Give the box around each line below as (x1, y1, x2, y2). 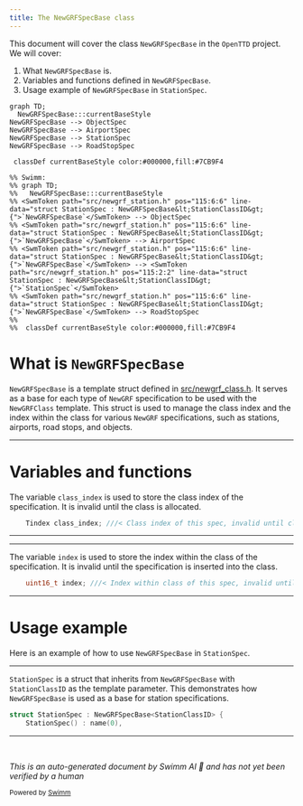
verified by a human (9, 770, 85, 782)
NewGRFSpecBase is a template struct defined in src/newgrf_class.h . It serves (9, 383, 289, 394)
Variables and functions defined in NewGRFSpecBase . (22, 74, 212, 86)
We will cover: (9, 47, 61, 59)
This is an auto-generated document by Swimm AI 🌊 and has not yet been (9, 761, 286, 772)
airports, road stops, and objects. (9, 421, 133, 432)
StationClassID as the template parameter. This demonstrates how (9, 683, 258, 694)
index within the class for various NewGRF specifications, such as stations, (9, 412, 280, 423)
